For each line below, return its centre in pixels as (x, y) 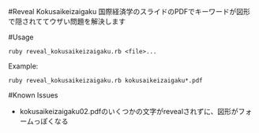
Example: (23, 66)
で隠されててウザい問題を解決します (67, 21)
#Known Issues (33, 95)
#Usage (21, 37)
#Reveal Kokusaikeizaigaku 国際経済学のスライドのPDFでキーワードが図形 (129, 11)
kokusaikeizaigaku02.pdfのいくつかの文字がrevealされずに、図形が (129, 111)
